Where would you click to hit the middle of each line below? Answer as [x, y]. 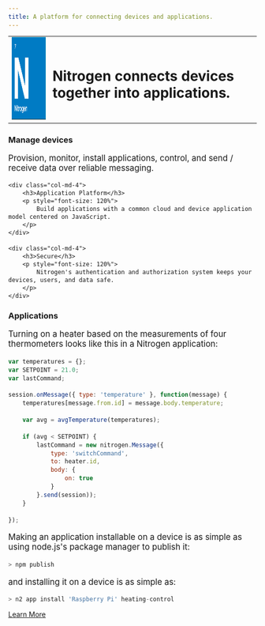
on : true [78, 478]
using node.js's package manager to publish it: [99, 547]
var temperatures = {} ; [47, 361]
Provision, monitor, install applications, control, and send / [121, 158]
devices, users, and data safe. [61, 281]
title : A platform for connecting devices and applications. [111, 17]
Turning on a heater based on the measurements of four [118, 334]
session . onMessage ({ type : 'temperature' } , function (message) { [118, 395]
